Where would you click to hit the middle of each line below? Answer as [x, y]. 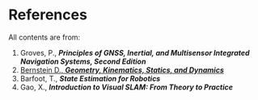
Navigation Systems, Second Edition [83, 61]
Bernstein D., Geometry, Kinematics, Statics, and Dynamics [122, 69]
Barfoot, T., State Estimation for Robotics [90, 78]
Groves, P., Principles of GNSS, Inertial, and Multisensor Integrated [135, 52]
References [48, 15]
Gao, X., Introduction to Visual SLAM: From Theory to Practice [126, 87]
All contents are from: [44, 37]
